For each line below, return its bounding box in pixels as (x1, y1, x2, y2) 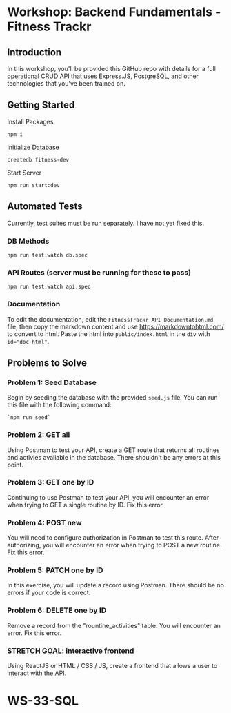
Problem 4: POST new (7, 518, 82, 527)
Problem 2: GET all (7, 430, 70, 440)
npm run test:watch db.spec (7, 251, 88, 259)
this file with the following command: (7, 401, 112, 409)
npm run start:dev (7, 182, 60, 188)
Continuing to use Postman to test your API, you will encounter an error (7, 493, 210, 501)
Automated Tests (7, 201, 83, 213)
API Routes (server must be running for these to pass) (7, 267, 192, 277)
